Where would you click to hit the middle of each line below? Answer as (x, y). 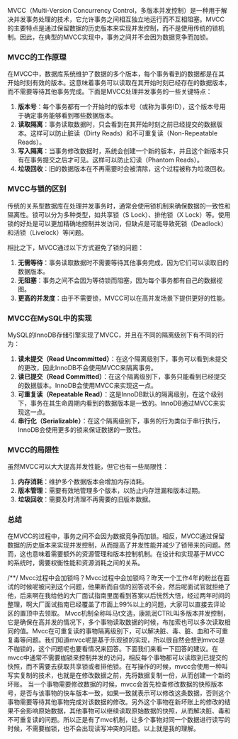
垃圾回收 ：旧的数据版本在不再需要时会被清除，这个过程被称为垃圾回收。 (123, 169)
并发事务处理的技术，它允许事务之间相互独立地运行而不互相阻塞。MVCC (119, 19)
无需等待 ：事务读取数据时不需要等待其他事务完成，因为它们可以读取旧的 (123, 262)
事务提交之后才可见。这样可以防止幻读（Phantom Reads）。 (117, 160)
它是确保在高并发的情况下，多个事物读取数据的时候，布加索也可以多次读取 (116, 622)
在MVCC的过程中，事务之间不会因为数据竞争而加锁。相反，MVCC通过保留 (116, 536)
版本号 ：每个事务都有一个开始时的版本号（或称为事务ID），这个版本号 (118, 107)
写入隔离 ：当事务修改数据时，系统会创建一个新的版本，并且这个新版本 (120, 151)
